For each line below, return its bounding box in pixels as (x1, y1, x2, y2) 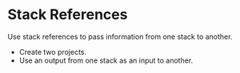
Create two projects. (18, 47, 87, 56)
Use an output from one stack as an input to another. (18, 56, 194, 65)
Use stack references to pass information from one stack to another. (7, 32, 233, 41)
